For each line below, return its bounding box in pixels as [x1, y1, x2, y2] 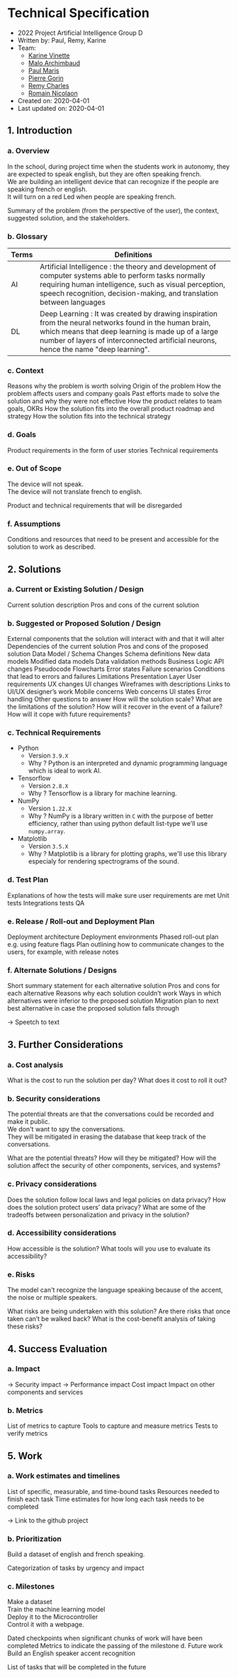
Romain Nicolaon [28, 89, 78, 97]
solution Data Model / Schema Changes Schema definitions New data [7, 650, 210, 658]
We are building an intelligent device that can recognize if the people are [7, 177, 220, 185]
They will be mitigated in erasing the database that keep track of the [7, 1132, 207, 1141]
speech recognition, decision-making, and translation [40, 288, 218, 298]
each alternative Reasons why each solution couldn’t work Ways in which [7, 989, 222, 998]
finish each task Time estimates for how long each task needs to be [7, 1495, 205, 1503]
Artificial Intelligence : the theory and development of [40, 262, 217, 271]
